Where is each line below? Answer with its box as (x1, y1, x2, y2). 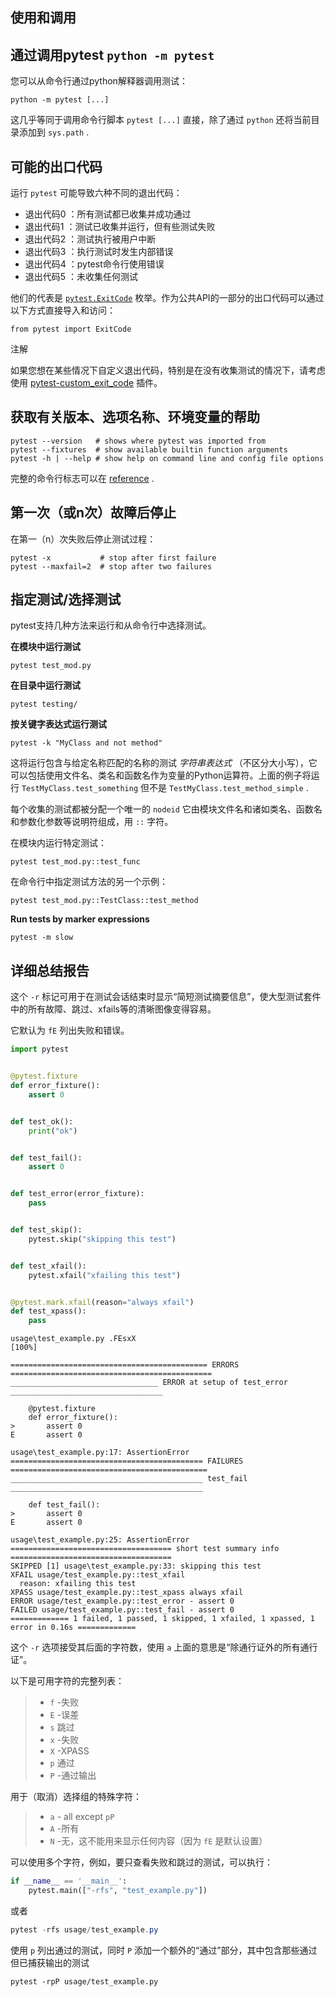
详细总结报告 (10, 962, 90, 979)
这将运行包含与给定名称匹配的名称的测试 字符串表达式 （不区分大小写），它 (10, 757, 318, 769)
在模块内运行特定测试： (10, 837, 107, 849)
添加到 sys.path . (18, 126, 90, 138)
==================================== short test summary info (10, 1544, 280, 1554)
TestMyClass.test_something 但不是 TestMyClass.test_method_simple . (21, 782, 309, 794)
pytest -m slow (10, 933, 74, 943)
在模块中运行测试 (10, 641, 81, 653)
